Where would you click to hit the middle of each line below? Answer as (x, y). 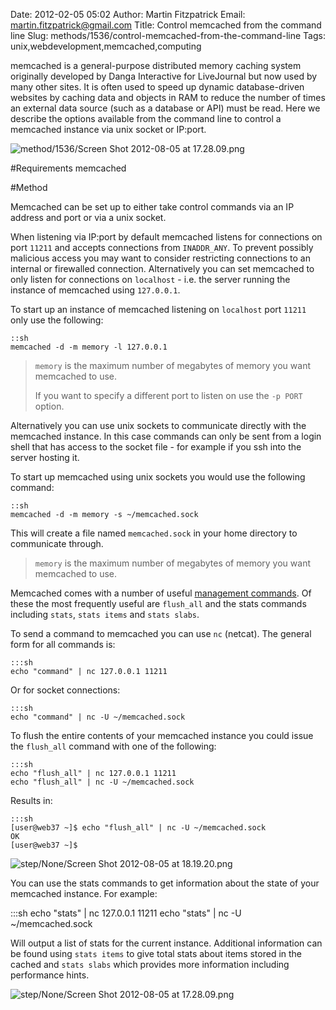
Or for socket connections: (65, 690)
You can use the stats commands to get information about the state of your (165, 883)
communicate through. (57, 543)
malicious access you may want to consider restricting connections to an (160, 258)
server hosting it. (45, 457)
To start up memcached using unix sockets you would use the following (158, 477)
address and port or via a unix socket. (88, 217)
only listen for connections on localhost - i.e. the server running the (150, 279)
